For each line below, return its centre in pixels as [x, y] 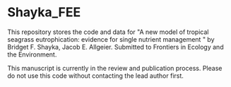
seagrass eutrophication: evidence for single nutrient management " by [111, 39]
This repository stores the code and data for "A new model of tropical [108, 32]
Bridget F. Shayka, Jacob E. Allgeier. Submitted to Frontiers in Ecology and [115, 47]
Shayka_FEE [44, 12]
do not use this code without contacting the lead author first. [95, 76]
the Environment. [32, 54]
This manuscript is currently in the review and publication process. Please [115, 68]
